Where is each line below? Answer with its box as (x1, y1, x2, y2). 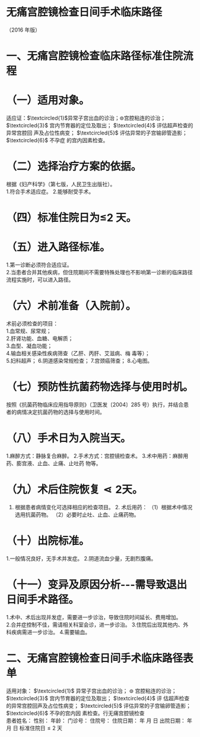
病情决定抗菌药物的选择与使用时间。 (16, 409, 105, 415)
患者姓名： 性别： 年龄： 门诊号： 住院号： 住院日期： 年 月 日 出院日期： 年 (6, 717, 193, 724)
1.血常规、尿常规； (6, 328, 52, 335)
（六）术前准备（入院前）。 (6, 299, 136, 313)
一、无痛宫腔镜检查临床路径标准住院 (6, 49, 183, 63)
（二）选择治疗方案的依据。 (6, 160, 142, 173)
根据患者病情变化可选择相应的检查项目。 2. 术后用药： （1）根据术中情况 (14, 503, 193, 510)
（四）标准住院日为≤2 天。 (6, 211, 137, 225)
